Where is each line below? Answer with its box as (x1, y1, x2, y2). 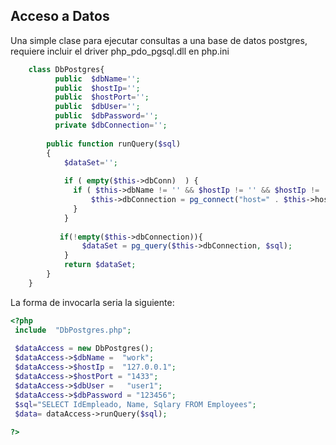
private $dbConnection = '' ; (54, 120, 168, 131)
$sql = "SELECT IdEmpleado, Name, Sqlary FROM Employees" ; (14, 399, 257, 409)
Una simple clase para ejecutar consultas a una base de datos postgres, (10, 34, 308, 46)
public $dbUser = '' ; (54, 102, 141, 112)
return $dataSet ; (63, 260, 137, 270)
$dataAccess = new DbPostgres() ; (14, 344, 155, 354)
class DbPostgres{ (28, 64, 105, 74)
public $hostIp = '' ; (54, 83, 141, 93)
